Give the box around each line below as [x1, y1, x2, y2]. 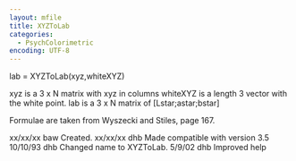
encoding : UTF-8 [9, 47, 70, 55]
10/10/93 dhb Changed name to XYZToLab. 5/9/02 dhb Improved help [9, 142, 266, 153]
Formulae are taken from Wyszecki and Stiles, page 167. [9, 115, 216, 126]
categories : [9, 30, 54, 38]
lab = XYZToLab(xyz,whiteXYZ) [9, 71, 125, 81]
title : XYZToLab [9, 21, 70, 30]
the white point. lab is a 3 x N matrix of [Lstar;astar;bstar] [9, 97, 220, 108]
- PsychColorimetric [17, 38, 94, 47]
